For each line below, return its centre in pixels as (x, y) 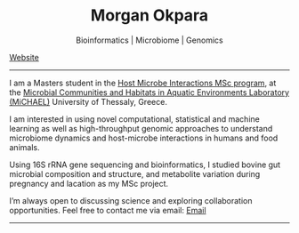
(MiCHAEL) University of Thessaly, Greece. (88, 101)
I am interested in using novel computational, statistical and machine (134, 119)
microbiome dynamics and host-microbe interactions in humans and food (144, 138)
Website (24, 57)
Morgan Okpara (149, 16)
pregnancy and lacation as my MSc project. (89, 183)
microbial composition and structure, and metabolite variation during (135, 173)
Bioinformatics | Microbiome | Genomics (149, 40)
